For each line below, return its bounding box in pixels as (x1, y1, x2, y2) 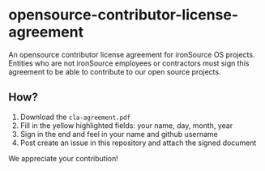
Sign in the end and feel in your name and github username (19, 129, 219, 139)
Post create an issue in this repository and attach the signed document (19, 138, 257, 147)
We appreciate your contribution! (8, 153, 119, 163)
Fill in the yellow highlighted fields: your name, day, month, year (19, 120, 233, 130)
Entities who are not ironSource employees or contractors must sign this (8, 58, 250, 68)
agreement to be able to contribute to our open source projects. (8, 66, 221, 76)
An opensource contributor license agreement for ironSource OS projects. (8, 49, 255, 59)
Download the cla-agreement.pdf (19, 112, 131, 122)
